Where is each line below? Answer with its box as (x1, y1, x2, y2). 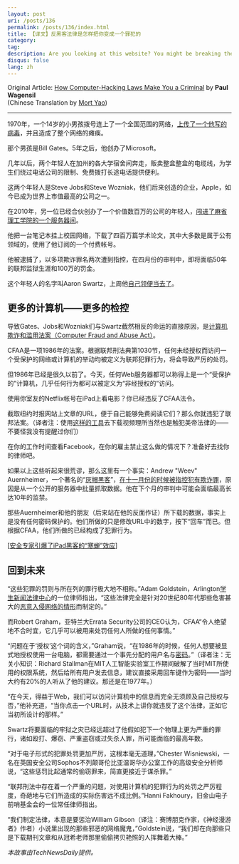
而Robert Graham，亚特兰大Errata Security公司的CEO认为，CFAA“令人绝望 (7, 617, 227, 626)
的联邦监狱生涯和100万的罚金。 (7, 264, 100, 272)
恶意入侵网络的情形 (20, 602, 76, 611)
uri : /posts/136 (7, 17, 55, 24)
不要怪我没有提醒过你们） (7, 427, 83, 436)
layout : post (7, 10, 46, 18)
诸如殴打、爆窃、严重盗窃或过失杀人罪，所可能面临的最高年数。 (19, 734, 207, 743)
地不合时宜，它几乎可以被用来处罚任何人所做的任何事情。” (7, 627, 176, 635)
